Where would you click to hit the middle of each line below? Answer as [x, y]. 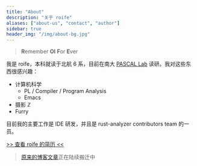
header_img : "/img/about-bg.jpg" [48, 34]
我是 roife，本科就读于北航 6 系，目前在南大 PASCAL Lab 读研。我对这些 [96, 64]
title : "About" [25, 12]
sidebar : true [24, 29]
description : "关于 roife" [39, 18]
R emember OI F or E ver [49, 51]
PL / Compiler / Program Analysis [65, 91]
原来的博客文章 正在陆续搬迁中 [58, 157]
